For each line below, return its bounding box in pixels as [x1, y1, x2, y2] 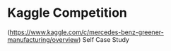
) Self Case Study [78, 35, 129, 43]
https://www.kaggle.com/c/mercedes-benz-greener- [9, 28, 164, 36]
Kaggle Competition [7, 5, 127, 21]
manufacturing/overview [7, 35, 79, 43]
